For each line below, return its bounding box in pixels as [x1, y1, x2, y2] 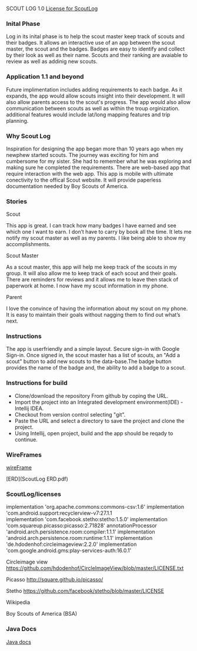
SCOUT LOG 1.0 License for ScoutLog [6, 5, 98, 12]
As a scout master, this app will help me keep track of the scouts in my [6, 264, 178, 271]
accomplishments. [6, 241, 51, 248]
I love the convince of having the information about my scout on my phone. [6, 305, 188, 312]
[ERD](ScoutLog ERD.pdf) [6, 475, 69, 482]
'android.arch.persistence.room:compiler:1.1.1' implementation [6, 528, 155, 535]
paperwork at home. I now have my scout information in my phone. [6, 282, 169, 290]
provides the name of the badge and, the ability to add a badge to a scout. [6, 364, 186, 371]
